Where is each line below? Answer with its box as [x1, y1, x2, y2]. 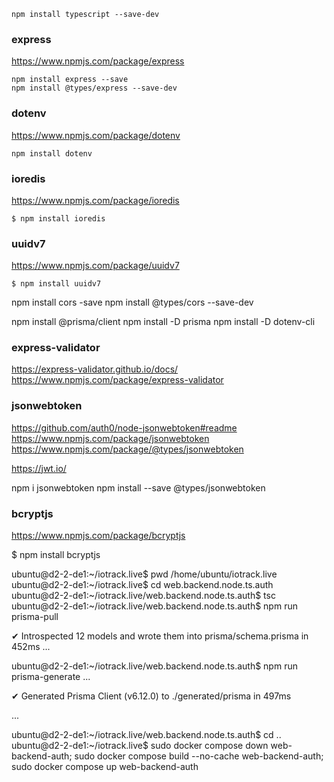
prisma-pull [11, 611, 59, 623]
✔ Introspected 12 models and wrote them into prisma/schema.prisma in [11, 630, 309, 642]
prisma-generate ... [11, 671, 91, 683]
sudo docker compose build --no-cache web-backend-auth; [74, 750, 324, 762]
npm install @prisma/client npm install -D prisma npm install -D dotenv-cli [11, 316, 316, 328]
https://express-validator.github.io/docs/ [11, 363, 179, 375]
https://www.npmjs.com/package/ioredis [11, 194, 180, 206]
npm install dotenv [11, 148, 93, 159]
